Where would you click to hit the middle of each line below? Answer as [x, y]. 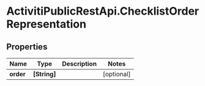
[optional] [117, 74]
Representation [47, 24]
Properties [27, 47]
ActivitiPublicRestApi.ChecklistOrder [103, 11]
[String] [44, 74]
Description [79, 64]
